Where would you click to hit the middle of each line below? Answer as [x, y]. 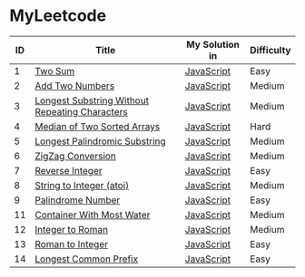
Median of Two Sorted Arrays [98, 126]
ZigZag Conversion [75, 156]
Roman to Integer [72, 244]
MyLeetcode [58, 16]
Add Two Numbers [75, 85]
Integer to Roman [72, 229]
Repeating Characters [82, 111]
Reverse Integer [69, 170]
